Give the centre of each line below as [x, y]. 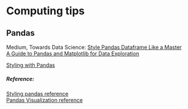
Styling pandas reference [37, 94]
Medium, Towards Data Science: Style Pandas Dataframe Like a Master [94, 47]
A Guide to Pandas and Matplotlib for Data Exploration [73, 54]
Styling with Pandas [31, 65]
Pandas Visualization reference [45, 100]
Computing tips [46, 11]
